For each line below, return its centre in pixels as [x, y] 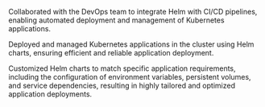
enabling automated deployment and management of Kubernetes [116, 20]
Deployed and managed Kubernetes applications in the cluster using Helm [131, 44]
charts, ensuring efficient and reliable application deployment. [111, 53]
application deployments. [50, 94]
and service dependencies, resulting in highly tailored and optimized [122, 85]
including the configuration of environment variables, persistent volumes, [130, 77]
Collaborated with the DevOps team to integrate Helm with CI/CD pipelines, [133, 12]
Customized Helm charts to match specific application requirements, [122, 68]
